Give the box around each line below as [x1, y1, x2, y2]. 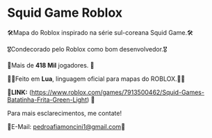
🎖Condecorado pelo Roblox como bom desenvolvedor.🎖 [7, 45, 168, 53]
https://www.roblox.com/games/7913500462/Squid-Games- [31, 88, 205, 96]
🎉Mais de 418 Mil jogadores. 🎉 [7, 61, 95, 69]
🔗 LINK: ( [7, 88, 32, 96]
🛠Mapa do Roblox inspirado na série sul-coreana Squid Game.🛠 [7, 28, 193, 36]
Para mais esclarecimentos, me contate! [7, 109, 122, 117]
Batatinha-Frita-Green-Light [7, 95, 88, 104]
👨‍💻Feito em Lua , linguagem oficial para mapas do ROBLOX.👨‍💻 [7, 75, 186, 83]
